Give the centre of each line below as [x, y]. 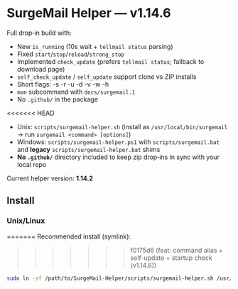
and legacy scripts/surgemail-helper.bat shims [88, 149]
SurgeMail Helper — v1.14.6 [89, 13]
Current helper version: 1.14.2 [50, 178]
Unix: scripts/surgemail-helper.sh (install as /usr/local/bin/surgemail [122, 126]
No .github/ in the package [58, 99]
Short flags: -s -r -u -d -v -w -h [63, 84]
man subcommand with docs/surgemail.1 [76, 92]
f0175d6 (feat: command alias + [177, 250]
